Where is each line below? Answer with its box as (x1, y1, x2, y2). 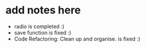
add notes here (5, 4, 81, 17)
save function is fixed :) (14, 29, 72, 36)
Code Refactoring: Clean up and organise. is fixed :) (14, 35, 141, 42)
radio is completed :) (14, 23, 64, 30)
